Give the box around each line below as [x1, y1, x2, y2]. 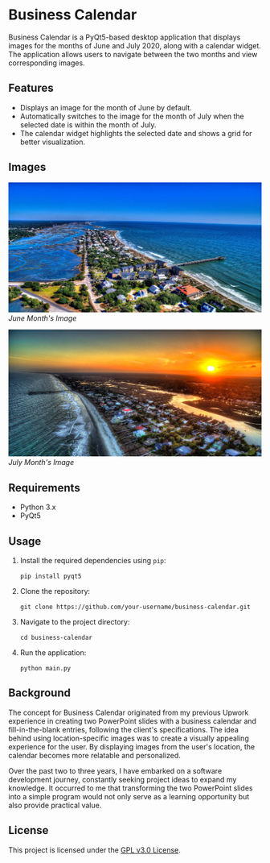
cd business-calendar [19, 634, 92, 642]
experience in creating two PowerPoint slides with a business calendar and [8, 716, 257, 726]
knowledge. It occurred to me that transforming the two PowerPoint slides [8, 783, 253, 793]
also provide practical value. [8, 800, 102, 810]
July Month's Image [8, 458, 75, 467]
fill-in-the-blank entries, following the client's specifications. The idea [8, 724, 239, 734]
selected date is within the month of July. [19, 119, 157, 130]
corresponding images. [8, 58, 86, 68]
